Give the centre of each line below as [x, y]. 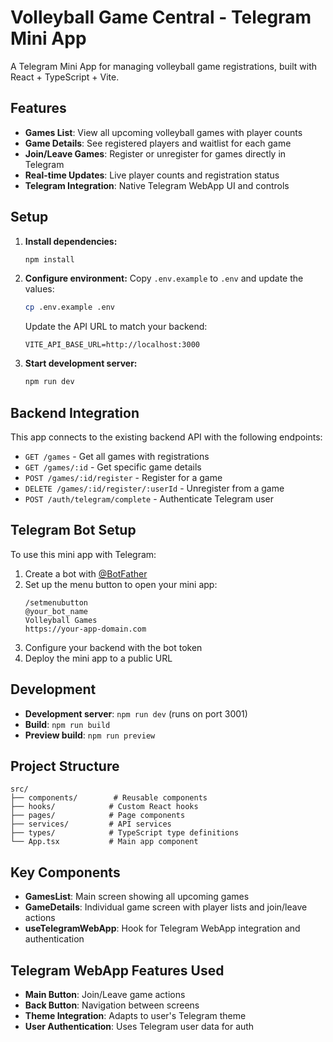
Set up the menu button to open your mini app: [121, 584]
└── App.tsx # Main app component [104, 842]
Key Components [65, 872]
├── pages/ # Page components [98, 816]
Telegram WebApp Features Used [117, 970]
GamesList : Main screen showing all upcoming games [137, 897]
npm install [49, 259]
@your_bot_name [56, 611]
